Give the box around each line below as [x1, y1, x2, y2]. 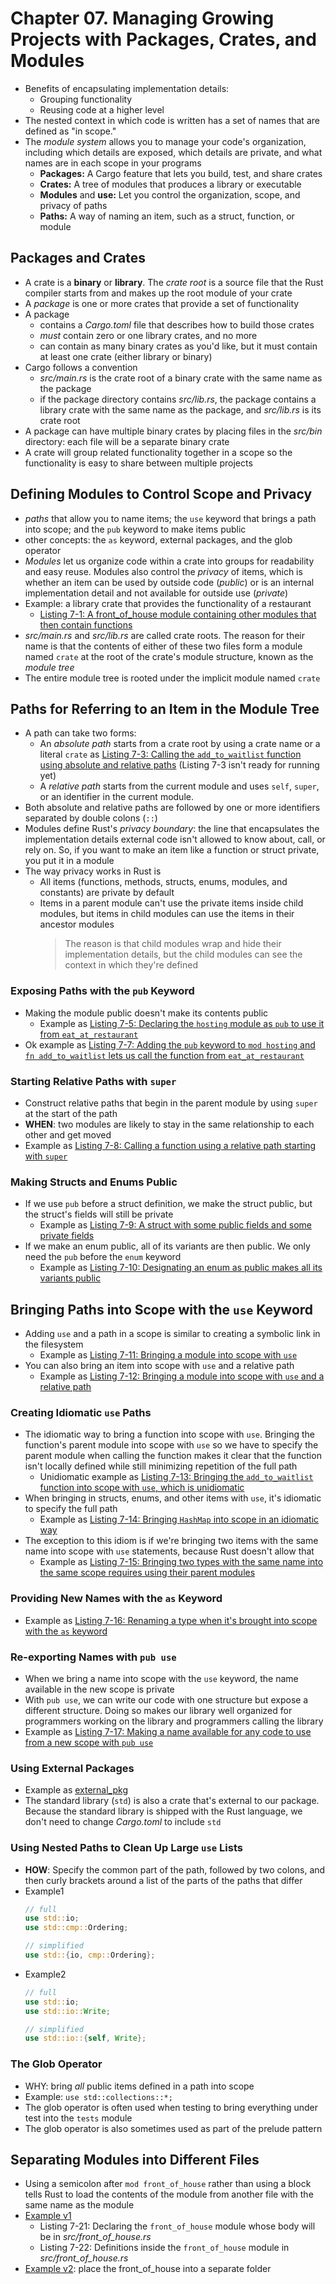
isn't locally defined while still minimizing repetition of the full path [24, 1460, 298, 1472]
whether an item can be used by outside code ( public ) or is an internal [24, 576, 315, 588]
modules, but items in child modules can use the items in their [39, 908, 295, 920]
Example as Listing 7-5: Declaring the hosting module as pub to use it [39, 1017, 325, 1029]
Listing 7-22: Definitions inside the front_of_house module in [39, 2242, 290, 2254]
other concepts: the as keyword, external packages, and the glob [24, 533, 293, 546]
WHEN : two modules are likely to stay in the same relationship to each [24, 1118, 315, 1130]
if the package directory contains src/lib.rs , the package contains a [39, 393, 317, 405]
